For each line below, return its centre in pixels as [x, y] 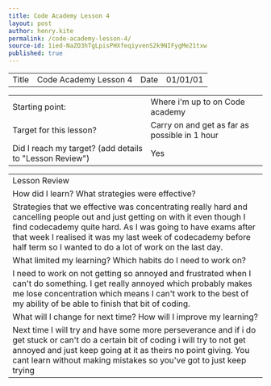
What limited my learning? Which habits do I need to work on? [129, 260]
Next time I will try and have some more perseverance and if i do [134, 330]
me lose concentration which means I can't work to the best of [131, 294]
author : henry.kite [41, 31]
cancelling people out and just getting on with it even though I [129, 217]
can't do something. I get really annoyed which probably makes [132, 283]
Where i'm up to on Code [198, 102]
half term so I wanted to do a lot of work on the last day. [118, 247]
